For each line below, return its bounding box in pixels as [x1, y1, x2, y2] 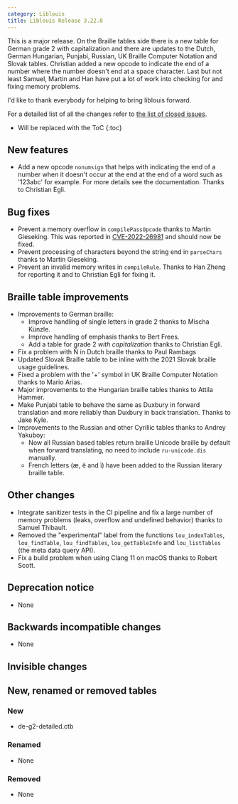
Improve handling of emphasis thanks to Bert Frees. [28, 332, 180, 341]
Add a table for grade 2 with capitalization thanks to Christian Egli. [28, 339, 223, 349]
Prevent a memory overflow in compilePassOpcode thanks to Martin [17, 225, 212, 233]
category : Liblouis [7, 10, 65, 18]
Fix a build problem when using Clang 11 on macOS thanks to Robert [17, 553, 217, 562]
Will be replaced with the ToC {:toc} [17, 123, 122, 132]
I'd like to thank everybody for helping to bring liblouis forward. [7, 95, 192, 104]
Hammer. [17, 393, 45, 401]
